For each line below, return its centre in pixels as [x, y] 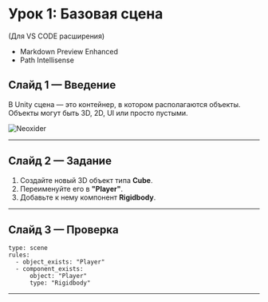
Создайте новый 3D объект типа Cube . [86, 180]
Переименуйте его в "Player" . [71, 189]
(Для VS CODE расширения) [57, 36]
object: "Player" [58, 276]
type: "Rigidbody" [60, 283]
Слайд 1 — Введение [62, 85]
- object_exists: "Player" [60, 262]
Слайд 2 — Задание [60, 161]
